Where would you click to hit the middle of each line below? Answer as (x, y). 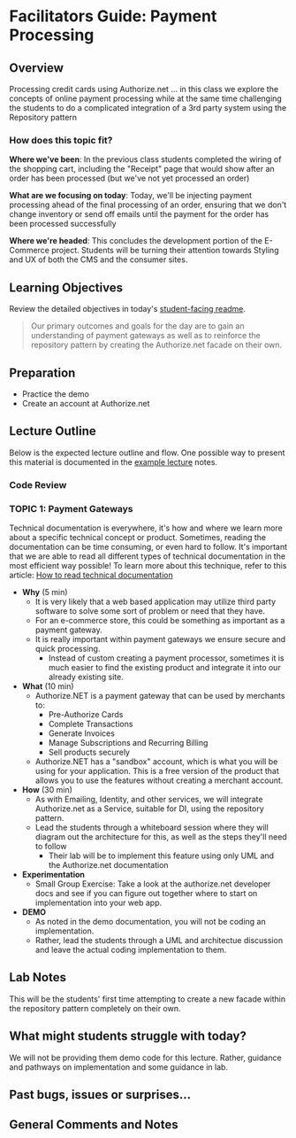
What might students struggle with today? (128, 1037)
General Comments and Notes (94, 1125)
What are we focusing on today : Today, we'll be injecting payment (130, 196)
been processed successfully (63, 224)
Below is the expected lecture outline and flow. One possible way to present (147, 453)
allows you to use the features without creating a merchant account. (159, 780)
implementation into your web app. (98, 902)
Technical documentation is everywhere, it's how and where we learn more (146, 528)
